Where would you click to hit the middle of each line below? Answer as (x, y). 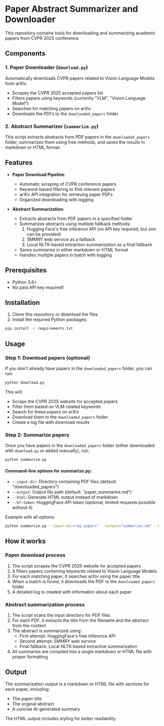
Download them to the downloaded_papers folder (60, 417)
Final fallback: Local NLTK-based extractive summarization (78, 646)
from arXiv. (16, 83)
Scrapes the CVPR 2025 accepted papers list (58, 93)
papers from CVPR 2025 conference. (42, 38)
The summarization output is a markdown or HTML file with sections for (77, 684)
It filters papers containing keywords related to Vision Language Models (84, 571)
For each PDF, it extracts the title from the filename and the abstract (80, 620)
